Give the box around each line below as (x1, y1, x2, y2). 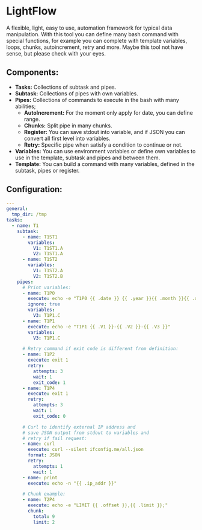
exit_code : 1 (32, 379, 66, 386)
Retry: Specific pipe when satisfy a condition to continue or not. (23, 141, 183, 148)
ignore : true (28, 301, 61, 307)
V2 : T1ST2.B (32, 273, 63, 279)
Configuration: (6, 184, 63, 194)
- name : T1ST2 (22, 257, 58, 263)
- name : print (22, 474, 58, 481)
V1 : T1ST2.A (32, 267, 63, 274)
